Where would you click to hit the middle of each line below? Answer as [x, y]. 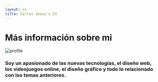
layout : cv [16, 9]
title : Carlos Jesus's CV [31, 14]
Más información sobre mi [58, 38]
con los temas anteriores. [36, 75]
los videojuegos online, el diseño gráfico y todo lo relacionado [79, 69]
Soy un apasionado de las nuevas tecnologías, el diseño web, [78, 63]
